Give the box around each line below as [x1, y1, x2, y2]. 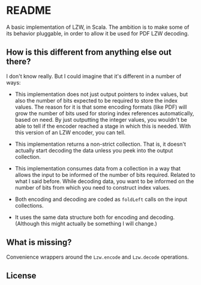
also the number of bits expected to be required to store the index [14, 97, 178, 104]
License [6, 271, 37, 281]
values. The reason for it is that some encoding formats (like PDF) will [14, 103, 187, 110]
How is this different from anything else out [6, 47, 172, 58]
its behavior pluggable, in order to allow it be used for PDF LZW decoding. [6, 29, 189, 37]
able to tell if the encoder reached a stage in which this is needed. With [14, 122, 191, 130]
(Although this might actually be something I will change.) [14, 220, 157, 227]
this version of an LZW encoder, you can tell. [14, 128, 126, 136]
